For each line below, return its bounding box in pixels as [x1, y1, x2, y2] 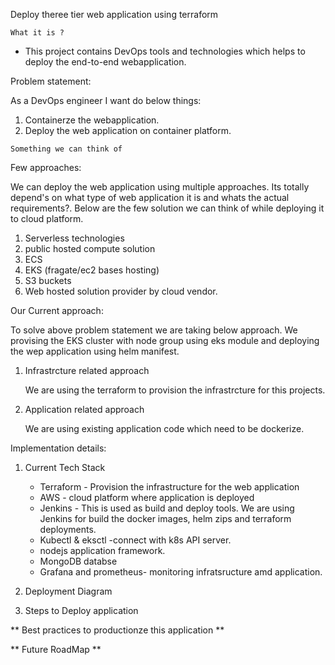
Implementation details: [10, 442, 107, 454]
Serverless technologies [24, 232, 125, 244]
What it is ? [10, 28, 65, 38]
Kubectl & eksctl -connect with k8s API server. [39, 534, 232, 546]
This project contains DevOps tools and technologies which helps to [24, 45, 306, 57]
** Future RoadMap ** [10, 644, 102, 655]
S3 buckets [24, 275, 72, 286]
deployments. [39, 524, 97, 535]
